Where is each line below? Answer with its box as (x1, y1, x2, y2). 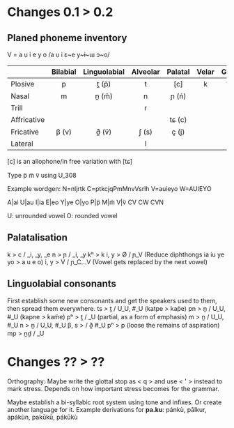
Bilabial (51, 67, 77, 77)
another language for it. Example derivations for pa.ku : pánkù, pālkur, (7, 405, 207, 413)
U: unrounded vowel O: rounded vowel (7, 212, 118, 220)
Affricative (10, 115, 45, 124)
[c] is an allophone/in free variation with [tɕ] (7, 158, 133, 165)
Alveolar (131, 67, 160, 77)
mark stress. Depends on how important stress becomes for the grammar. (7, 384, 219, 392)
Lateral (10, 139, 33, 148)
